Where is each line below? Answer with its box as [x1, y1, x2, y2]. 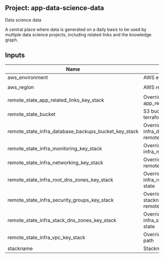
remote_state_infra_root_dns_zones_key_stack [7, 176, 114, 183]
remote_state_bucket [7, 110, 56, 117]
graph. [5, 37, 19, 43]
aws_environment [7, 74, 48, 80]
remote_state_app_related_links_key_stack [7, 97, 104, 103]
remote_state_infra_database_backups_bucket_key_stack [7, 128, 139, 134]
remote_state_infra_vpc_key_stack [7, 234, 85, 241]
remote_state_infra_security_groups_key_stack [7, 196, 114, 203]
